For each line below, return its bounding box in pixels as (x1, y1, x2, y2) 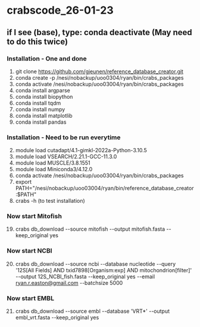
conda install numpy (15, 105, 65, 113)
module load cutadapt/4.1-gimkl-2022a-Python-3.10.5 (15, 147, 148, 154)
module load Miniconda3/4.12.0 (15, 166, 93, 173)
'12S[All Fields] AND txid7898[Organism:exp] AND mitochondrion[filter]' (15, 266, 192, 273)
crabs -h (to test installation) (15, 197, 85, 205)
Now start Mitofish (7, 212, 62, 221)
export (15, 178, 32, 185)
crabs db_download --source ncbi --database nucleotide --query (15, 260, 176, 268)
